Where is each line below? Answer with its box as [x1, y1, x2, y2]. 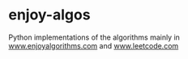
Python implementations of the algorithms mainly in [8, 32, 181, 42]
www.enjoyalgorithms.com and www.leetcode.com [8, 40, 179, 50]
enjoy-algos [8, 6, 91, 24]
